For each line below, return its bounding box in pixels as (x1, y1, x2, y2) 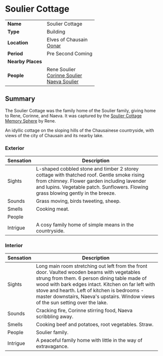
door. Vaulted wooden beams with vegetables (36, 269, 141, 276)
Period (7, 50, 23, 57)
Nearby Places (7, 58, 42, 65)
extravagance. (36, 343, 69, 350)
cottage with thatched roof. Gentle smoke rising (36, 172, 145, 178)
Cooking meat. (36, 206, 69, 213)
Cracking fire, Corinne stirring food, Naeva (36, 307, 133, 314)
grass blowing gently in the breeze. (36, 190, 116, 196)
